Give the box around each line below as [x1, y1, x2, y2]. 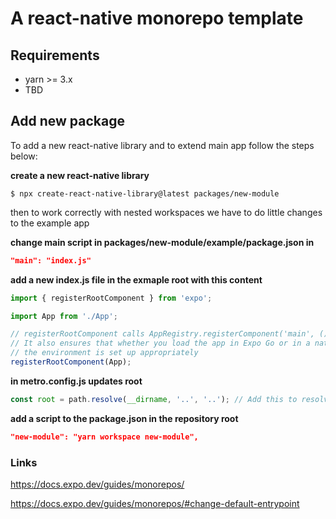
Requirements [10, 47, 100, 64]
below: [10, 150, 38, 162]
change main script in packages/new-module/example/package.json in [10, 236, 315, 248]
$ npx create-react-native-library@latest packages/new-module [10, 188, 280, 199]
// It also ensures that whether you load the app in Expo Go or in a [10, 338, 311, 349]
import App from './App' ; [10, 311, 118, 321]
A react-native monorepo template [10, 7, 304, 30]
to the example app [10, 217, 90, 229]
